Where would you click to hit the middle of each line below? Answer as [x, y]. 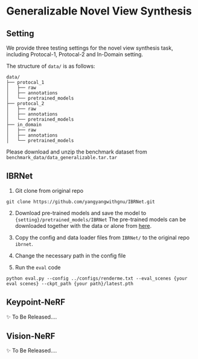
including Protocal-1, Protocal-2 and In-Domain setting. [75, 54]
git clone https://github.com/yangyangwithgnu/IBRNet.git [81, 202]
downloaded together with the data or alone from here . [83, 225]
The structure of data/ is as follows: [51, 66]
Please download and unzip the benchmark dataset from [77, 152]
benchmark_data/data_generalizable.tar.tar [62, 158]
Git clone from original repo [49, 190]
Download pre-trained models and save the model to [81, 213]
